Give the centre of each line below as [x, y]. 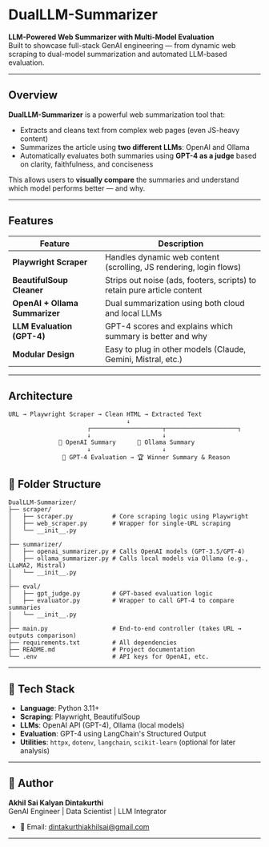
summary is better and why [157, 336]
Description [181, 244]
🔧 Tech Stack [42, 689]
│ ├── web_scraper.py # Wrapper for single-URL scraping [119, 524]
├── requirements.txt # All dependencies [93, 643]
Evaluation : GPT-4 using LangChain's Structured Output [113, 734]
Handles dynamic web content [163, 256]
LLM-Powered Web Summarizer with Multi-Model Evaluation [111, 37]
